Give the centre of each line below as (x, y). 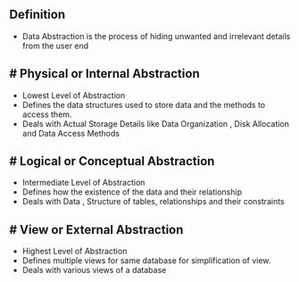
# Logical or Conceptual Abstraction (112, 161)
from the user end (55, 46)
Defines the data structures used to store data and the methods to (144, 104)
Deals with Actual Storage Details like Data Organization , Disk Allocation (156, 123)
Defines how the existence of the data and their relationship (132, 192)
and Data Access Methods (71, 133)
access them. (47, 114)
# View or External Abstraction (96, 230)
